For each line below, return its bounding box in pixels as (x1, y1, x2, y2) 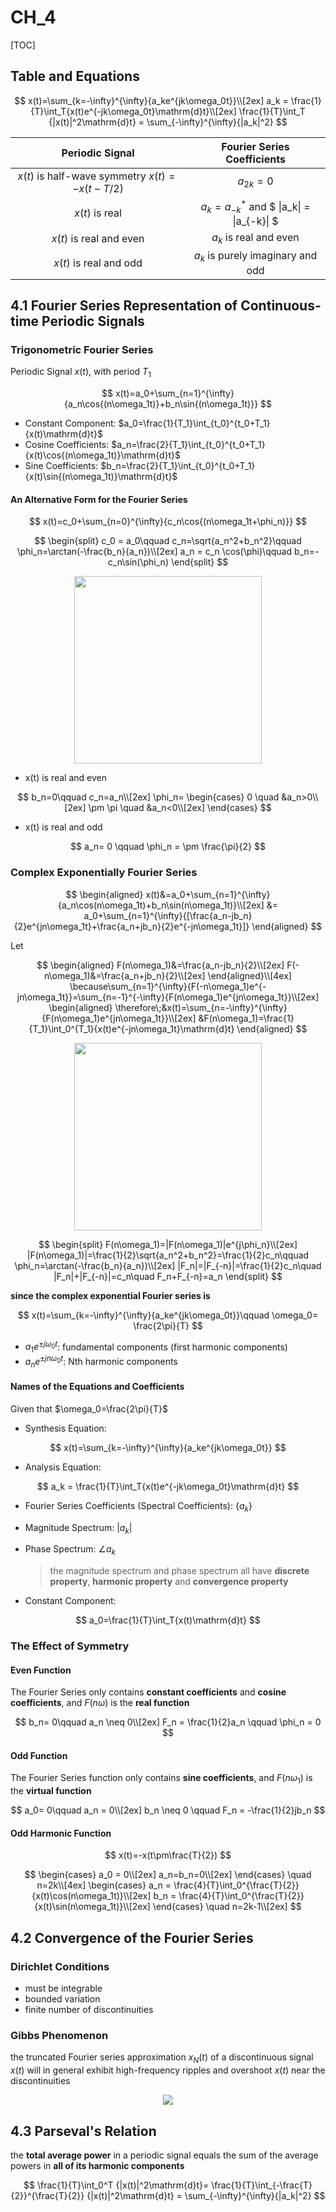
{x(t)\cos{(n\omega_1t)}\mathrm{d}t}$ (24, 449, 182, 461)
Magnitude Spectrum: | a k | (24, 1521, 133, 1536)
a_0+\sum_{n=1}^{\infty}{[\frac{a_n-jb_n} (83, 909, 253, 921)
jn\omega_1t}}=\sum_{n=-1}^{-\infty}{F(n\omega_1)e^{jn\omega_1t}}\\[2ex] (16, 991, 320, 1003)
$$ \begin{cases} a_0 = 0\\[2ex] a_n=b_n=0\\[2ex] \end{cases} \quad (24, 1869, 312, 1881)
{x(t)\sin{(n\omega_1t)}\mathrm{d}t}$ (24, 471, 178, 483)
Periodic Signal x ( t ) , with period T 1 (10, 366, 152, 380)
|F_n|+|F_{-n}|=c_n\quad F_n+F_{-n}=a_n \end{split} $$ (53, 1270, 283, 1282)
